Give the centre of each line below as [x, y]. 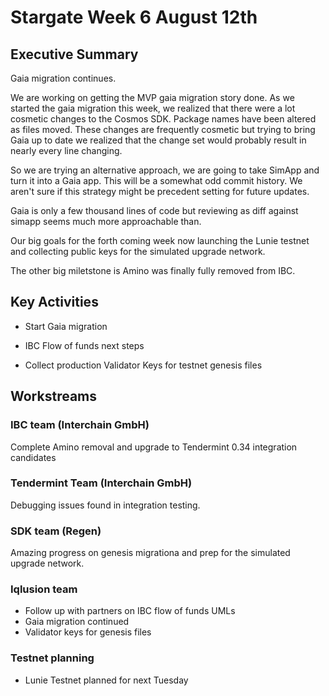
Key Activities [54, 302]
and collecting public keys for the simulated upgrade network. [138, 251]
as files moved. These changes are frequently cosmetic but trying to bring [163, 129]
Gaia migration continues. [63, 78]
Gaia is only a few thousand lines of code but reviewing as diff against [154, 210]
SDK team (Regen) [56, 531]
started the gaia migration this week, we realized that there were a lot [153, 108]
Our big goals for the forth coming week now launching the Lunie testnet [160, 240]
